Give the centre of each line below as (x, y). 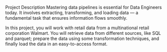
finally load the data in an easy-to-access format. (56, 44)
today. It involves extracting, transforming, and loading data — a (72, 13)
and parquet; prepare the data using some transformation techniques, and (82, 38)
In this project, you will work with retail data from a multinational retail (77, 28)
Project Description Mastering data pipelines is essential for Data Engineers (84, 7)
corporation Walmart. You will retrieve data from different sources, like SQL (83, 33)
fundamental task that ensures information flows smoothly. (66, 18)
